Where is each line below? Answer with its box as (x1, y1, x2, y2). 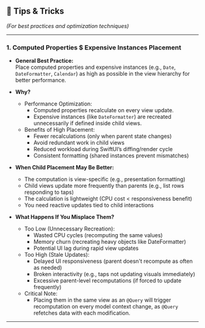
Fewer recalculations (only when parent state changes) (33, 132, 172, 140)
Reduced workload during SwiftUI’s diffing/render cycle (33, 146, 173, 153)
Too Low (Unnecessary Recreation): (24, 225, 115, 232)
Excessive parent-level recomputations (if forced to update (33, 277, 182, 284)
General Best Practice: (15, 57, 74, 65)
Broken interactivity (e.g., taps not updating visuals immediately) (33, 271, 195, 278)
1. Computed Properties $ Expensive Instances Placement (6, 43, 182, 52)
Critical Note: (24, 290, 58, 298)
